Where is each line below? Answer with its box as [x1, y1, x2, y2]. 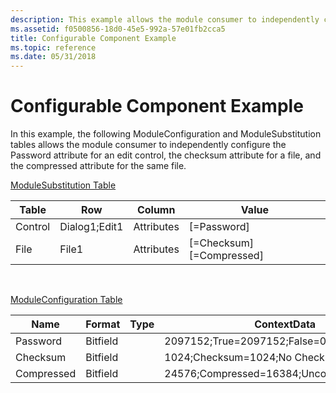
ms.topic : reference [10, 42, 97, 53]
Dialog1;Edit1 [59, 220, 124, 234]
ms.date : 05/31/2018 [10, 52, 97, 62]
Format [85, 317, 121, 331]
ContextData [254, 317, 317, 331]
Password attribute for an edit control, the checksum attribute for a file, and [10, 149, 322, 161]
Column [136, 203, 176, 217]
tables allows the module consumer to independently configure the [10, 139, 287, 151]
